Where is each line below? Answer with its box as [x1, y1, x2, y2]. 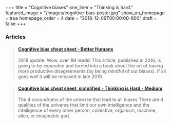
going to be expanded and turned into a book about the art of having [17, 63, 163, 69]
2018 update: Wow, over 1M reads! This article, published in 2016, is [17, 57, 161, 63]
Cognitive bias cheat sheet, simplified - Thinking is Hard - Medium [17, 85, 163, 91]
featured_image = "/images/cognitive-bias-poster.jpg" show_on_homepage [5, 10, 165, 16]
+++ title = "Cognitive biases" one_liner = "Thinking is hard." [5, 5, 134, 10]
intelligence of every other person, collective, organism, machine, [17, 107, 157, 114]
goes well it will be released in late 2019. [17, 73, 104, 80]
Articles [5, 33, 26, 40]
